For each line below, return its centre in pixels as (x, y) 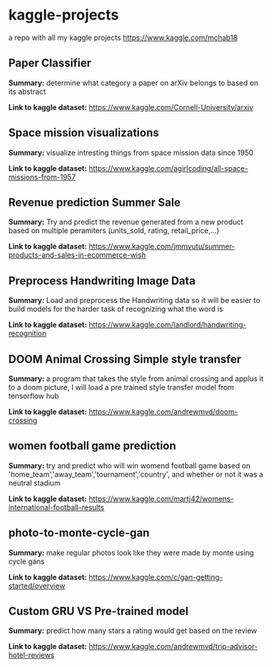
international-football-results (56, 507)
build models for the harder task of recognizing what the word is (116, 309)
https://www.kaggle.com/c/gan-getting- (156, 577)
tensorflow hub (34, 396)
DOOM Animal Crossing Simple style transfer (125, 359)
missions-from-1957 (42, 177)
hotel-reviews (32, 655)
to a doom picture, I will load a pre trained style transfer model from (121, 387)
